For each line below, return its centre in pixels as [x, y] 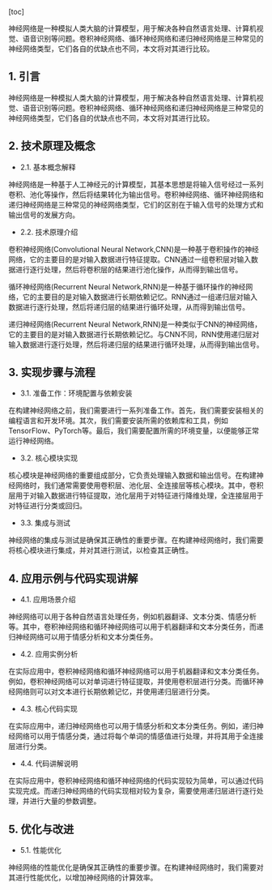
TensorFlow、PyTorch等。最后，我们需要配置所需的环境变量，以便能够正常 [134, 431]
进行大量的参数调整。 [65, 801]
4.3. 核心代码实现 [49, 709]
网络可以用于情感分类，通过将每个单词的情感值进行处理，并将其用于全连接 [139, 736]
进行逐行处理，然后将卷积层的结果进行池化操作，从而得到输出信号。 [129, 269]
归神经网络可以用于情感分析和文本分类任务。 [83, 637]
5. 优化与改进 [41, 829]
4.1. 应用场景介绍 [48, 600]
